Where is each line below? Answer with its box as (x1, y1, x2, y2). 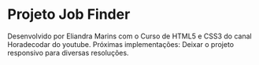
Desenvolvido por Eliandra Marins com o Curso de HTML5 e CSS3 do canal (7, 31, 253, 41)
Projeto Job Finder (7, 5, 131, 23)
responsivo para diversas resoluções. (7, 48, 129, 57)
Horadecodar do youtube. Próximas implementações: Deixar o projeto (7, 39, 234, 49)
